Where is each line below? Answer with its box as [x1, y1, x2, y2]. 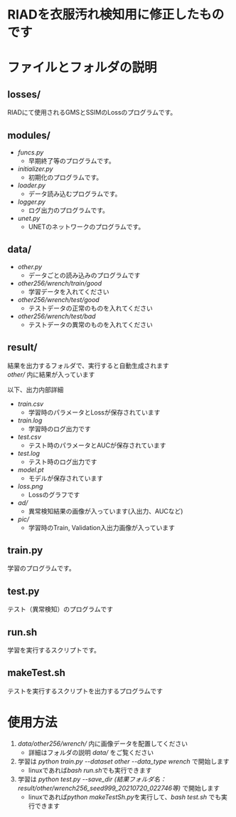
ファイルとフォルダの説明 [7, 60, 158, 76]
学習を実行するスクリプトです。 [7, 646, 101, 655]
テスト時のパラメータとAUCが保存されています [28, 441, 166, 449]
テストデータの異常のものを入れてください [28, 320, 153, 328]
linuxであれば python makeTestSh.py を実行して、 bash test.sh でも [28, 792, 222, 801]
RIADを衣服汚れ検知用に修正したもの [7, 6, 225, 23]
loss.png [17, 482, 43, 490]
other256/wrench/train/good [17, 279, 102, 287]
